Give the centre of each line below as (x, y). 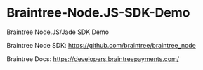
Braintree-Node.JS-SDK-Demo (98, 13)
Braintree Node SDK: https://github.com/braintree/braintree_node (101, 45)
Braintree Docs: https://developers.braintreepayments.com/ (93, 59)
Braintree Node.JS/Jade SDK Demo (58, 32)
